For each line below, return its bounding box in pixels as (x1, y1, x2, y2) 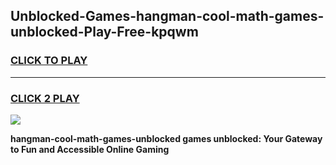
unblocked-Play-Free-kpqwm (10, 24, 199, 41)
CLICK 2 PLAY (10, 91, 80, 105)
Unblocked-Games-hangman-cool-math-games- (10, 8, 325, 25)
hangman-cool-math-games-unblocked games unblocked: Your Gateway (10, 132, 323, 144)
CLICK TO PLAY (10, 54, 88, 68)
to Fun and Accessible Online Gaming (10, 143, 170, 155)
